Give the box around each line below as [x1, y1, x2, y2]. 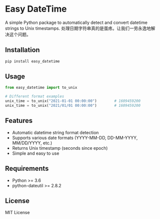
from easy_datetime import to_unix [5, 85, 78, 90]
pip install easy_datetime [5, 59, 60, 64]
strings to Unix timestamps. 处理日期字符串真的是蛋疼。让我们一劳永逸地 [5, 25, 151, 31]
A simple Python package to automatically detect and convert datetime [5, 20, 148, 25]
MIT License [5, 210, 30, 216]
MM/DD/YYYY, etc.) [12, 140, 53, 146]
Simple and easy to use [12, 150, 60, 156]
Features [5, 117, 33, 125]
